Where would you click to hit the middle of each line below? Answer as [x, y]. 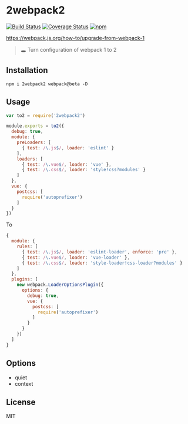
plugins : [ [25, 279]
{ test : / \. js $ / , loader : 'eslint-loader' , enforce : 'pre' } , [99, 252]
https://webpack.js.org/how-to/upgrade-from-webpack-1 [75, 38]
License [21, 402]
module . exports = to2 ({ [35, 126]
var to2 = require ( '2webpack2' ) [46, 115]
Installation [27, 70]
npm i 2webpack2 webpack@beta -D [47, 84]
